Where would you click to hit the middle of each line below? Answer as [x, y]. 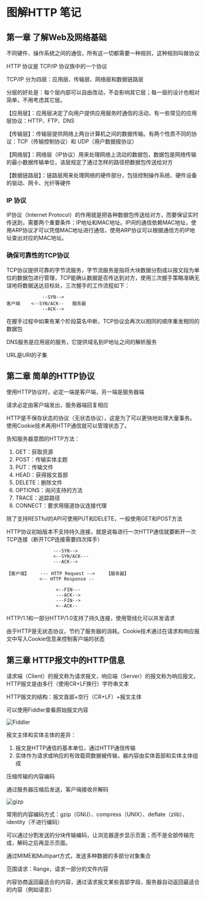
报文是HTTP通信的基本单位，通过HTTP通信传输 [75, 748]
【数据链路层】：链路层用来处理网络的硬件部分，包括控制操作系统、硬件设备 [102, 175]
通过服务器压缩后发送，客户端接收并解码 [57, 790]
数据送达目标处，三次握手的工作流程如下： [76, 285]
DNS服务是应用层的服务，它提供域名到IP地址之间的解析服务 [82, 342]
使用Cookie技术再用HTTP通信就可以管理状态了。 [68, 426]
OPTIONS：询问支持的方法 [49, 490]
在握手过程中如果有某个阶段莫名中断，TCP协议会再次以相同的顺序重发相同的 [103, 321]
